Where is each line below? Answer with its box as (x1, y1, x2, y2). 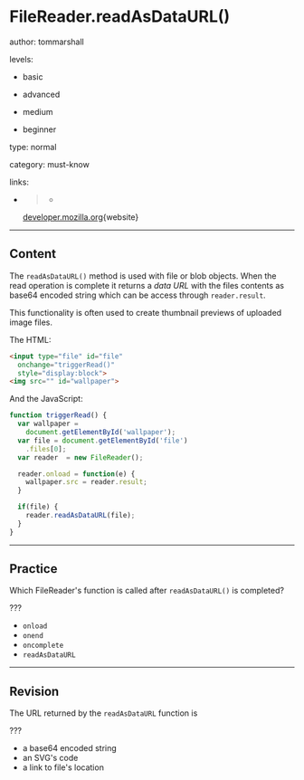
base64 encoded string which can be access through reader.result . (9, 290, 266, 300)
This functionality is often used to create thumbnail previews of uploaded (9, 307, 282, 318)
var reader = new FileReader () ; (17, 452, 144, 462)
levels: (9, 53, 33, 64)
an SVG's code (22, 753, 79, 764)
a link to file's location (22, 762, 104, 773)
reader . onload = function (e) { (17, 469, 136, 479)
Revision (9, 683, 60, 699)
